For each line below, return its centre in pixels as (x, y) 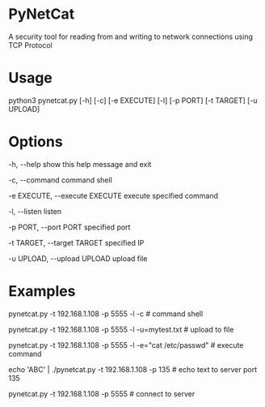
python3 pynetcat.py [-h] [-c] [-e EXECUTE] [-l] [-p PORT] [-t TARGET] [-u (133, 100)
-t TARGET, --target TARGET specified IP (76, 242)
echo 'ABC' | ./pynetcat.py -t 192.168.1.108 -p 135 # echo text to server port (133, 369)
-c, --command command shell (61, 180)
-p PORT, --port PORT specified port (69, 227)
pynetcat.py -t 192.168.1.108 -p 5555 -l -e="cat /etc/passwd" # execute (126, 345)
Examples (42, 291)
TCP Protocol (30, 45)
